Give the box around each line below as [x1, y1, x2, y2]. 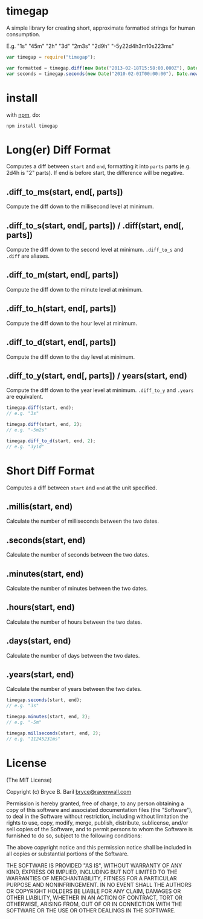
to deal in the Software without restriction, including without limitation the [6, 813, 188, 820]
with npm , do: [6, 111, 40, 119]
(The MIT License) [6, 776, 53, 783]
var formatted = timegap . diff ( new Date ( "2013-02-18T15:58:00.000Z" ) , [6, 65, 185, 71]
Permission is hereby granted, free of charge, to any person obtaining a [6, 800, 184, 807]
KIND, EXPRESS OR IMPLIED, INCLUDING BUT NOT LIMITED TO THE [6, 868, 178, 875]
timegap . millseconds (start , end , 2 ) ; [6, 730, 101, 736]
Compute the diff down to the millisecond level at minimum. [6, 203, 154, 210]
